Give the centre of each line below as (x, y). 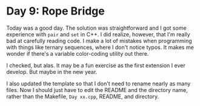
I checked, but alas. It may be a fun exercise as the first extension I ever (96, 65)
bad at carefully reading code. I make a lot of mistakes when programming (99, 41)
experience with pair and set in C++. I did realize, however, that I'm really (98, 34)
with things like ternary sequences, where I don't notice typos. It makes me (100, 47)
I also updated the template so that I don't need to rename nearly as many (98, 84)
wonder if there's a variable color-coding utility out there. (78, 53)
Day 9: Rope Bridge (55, 11)
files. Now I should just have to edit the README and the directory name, (97, 90)
